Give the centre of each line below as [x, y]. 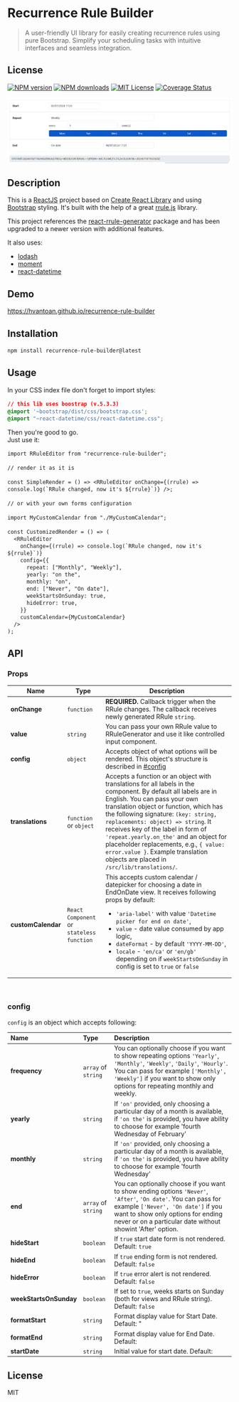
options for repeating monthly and [164, 1086]
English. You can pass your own [152, 799]
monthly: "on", [49, 582]
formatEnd [26, 1337]
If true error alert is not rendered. [162, 1273]
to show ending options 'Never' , [161, 1192]
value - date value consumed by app [170, 929]
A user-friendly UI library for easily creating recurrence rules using [122, 33]
